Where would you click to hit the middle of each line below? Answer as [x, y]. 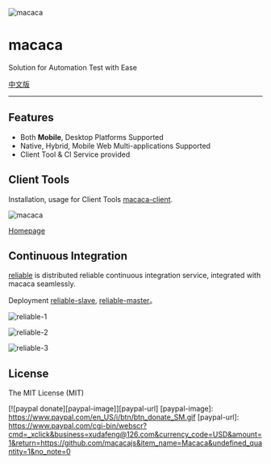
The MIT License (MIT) [46, 393]
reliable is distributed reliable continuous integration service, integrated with [135, 276]
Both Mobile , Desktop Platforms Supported [92, 137]
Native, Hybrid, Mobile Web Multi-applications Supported [115, 146]
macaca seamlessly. [42, 284]
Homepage [27, 230]
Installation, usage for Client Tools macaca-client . [91, 199]
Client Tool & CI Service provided [75, 154]
